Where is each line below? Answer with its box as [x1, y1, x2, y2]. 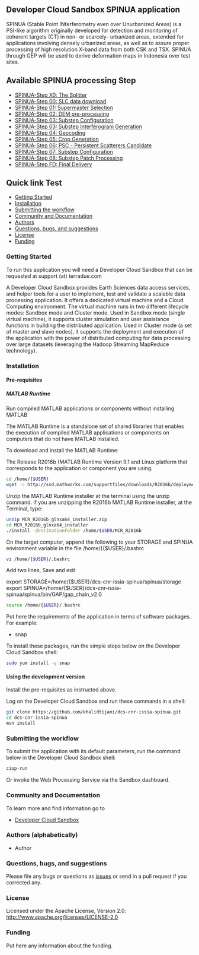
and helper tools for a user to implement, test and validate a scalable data [6, 290, 185, 297]
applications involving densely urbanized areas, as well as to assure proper [6, 39, 190, 46]
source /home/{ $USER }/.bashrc [6, 602, 81, 608]
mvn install [6, 721, 36, 726]
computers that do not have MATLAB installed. [6, 436, 120, 443]
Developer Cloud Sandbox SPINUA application [6, 5, 181, 15]
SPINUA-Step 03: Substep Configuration [14, 116, 114, 123]
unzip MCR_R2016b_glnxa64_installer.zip [6, 516, 108, 522]
